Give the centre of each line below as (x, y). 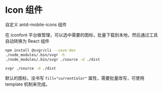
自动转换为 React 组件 (27, 41)
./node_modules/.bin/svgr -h (35, 55)
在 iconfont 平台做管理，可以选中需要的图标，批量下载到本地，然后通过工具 (81, 35)
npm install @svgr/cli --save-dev (41, 50)
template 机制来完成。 (28, 84)
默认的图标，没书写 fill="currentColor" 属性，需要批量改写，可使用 (75, 78)
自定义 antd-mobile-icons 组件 (36, 24)
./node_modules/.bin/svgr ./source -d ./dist (52, 59)
